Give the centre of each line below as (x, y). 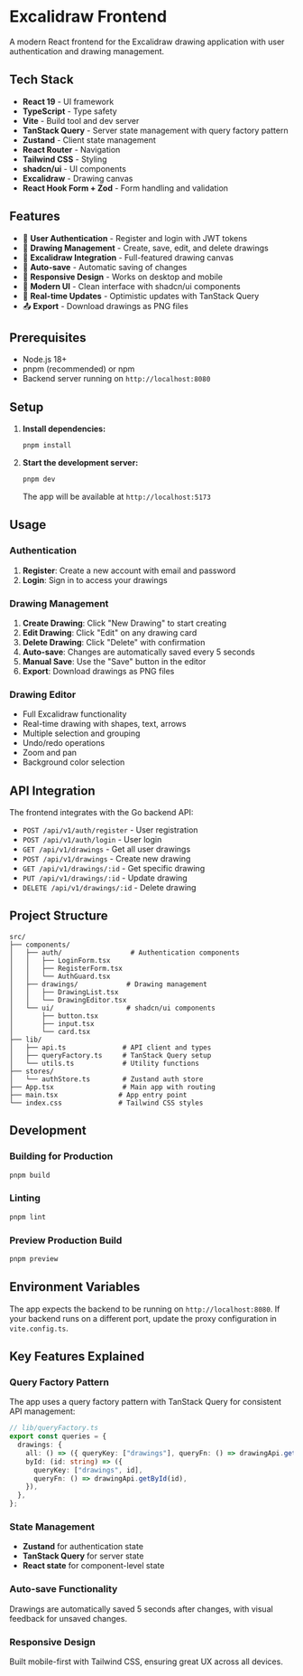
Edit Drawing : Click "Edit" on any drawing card (110, 632)
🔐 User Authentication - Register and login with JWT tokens (135, 238)
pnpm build (30, 1175)
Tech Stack (41, 80)
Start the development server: (80, 463)
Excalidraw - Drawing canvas (78, 178)
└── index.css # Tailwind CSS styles (106, 1103)
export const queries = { (58, 1436)
